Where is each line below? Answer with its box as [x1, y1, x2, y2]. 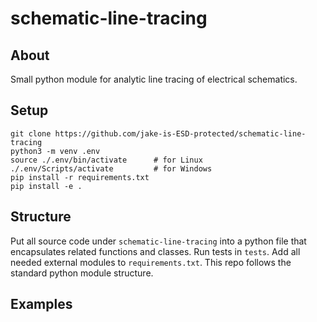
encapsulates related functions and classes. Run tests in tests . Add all [10, 245, 301, 257]
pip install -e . [10, 181, 83, 191]
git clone [10, 128, 52, 139]
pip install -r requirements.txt [10, 172, 150, 182]
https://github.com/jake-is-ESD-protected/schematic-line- [54, 128, 307, 139]
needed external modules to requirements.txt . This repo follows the [10, 256, 292, 268]
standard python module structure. [10, 267, 154, 279]
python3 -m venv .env [10, 146, 101, 156]
